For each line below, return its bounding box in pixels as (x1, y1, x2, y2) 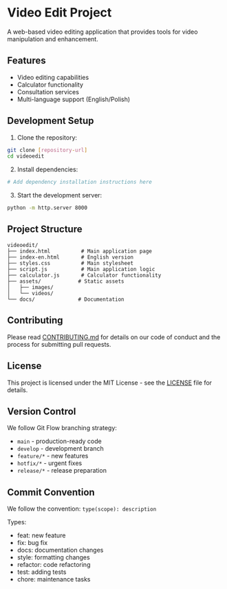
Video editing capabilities (17, 73, 89, 81)
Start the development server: (17, 191, 102, 200)
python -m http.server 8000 (7, 204, 88, 211)
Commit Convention (7, 486, 95, 498)
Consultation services (17, 87, 79, 96)
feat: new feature (17, 531, 66, 539)
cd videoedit (7, 153, 45, 160)
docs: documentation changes (17, 546, 104, 555)
